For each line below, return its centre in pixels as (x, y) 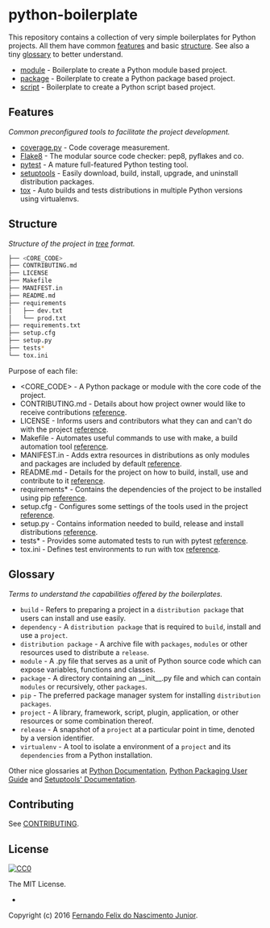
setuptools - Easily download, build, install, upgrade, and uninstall (129, 173)
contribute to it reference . (62, 480)
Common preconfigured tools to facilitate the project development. (119, 131)
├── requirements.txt (45, 325)
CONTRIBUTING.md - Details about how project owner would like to (133, 404)
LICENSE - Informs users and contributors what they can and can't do (136, 420)
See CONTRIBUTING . (44, 824)
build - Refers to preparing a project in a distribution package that (132, 609)
